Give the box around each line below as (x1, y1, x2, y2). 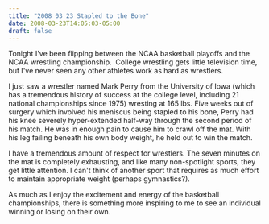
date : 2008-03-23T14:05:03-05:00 (8, 19, 121, 27)
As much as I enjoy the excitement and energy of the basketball (8, 190, 220, 200)
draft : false (8, 27, 52, 35)
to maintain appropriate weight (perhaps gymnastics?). (8, 174, 191, 184)
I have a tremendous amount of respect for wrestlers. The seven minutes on (8, 148, 260, 158)
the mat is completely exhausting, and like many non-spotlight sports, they (8, 157, 256, 167)
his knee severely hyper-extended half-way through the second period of (8, 116, 252, 126)
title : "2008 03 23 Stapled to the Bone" (8, 11, 150, 20)
